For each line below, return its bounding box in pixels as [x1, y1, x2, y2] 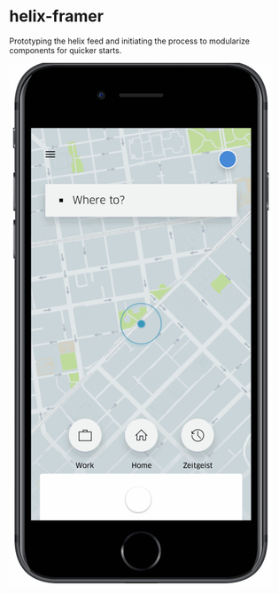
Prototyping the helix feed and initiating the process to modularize [9, 36, 251, 46]
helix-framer [9, 6, 105, 27]
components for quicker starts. [9, 44, 122, 55]
